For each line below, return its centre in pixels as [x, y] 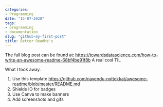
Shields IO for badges [34, 89]
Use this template [30, 78]
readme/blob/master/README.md [46, 84]
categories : [17, 9]
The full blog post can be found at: [40, 55]
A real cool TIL [106, 60]
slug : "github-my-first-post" [36, 37]
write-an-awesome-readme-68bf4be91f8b [48, 60]
